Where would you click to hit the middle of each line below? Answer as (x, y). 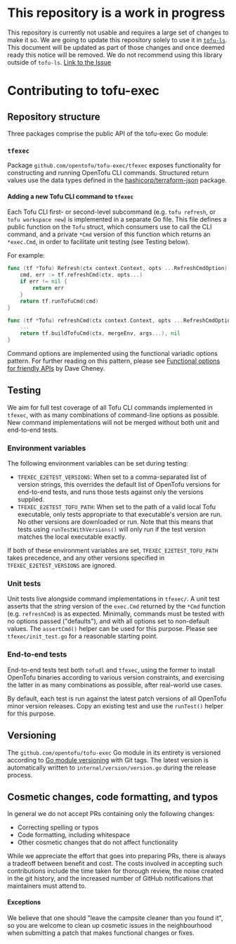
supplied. (31, 499)
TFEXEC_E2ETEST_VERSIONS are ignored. (62, 566)
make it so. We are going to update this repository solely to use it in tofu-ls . (117, 39)
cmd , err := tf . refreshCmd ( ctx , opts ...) (81, 275)
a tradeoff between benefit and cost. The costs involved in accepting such (115, 864)
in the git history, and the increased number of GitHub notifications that (110, 879)
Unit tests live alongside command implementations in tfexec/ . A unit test (113, 599)
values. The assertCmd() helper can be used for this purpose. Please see (112, 629)
